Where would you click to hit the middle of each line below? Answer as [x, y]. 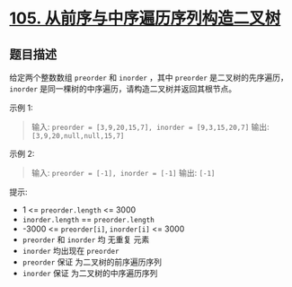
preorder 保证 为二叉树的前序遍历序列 [92, 262]
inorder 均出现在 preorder [71, 251]
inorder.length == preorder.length [88, 219]
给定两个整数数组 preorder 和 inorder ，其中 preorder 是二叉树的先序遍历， [149, 78]
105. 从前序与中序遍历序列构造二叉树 [145, 18]
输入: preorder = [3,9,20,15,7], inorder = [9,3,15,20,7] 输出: [150, 127]
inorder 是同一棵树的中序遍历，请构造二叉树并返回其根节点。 [123, 89]
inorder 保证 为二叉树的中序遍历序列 [90, 273]
